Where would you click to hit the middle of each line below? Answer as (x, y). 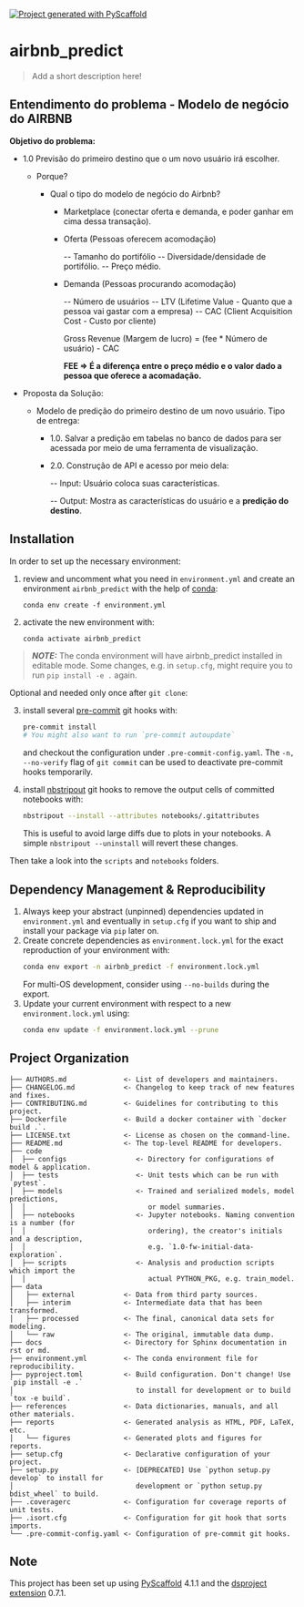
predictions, (34, 1199)
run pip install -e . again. (85, 675)
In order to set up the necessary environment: (95, 561)
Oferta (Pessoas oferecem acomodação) (140, 239)
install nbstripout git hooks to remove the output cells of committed (148, 790)
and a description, (46, 1239)
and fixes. (30, 1095)
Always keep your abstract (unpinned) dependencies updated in (143, 911)
